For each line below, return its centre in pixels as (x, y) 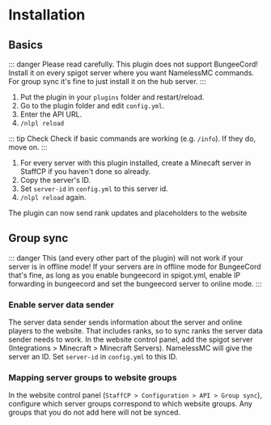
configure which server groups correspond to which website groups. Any (131, 404)
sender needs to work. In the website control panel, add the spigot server (131, 340)
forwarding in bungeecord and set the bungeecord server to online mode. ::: (135, 283)
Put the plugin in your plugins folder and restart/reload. (112, 97)
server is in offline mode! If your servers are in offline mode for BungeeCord (135, 266)
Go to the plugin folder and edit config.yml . (92, 106)
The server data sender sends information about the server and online (125, 322)
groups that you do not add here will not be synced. (94, 412)
